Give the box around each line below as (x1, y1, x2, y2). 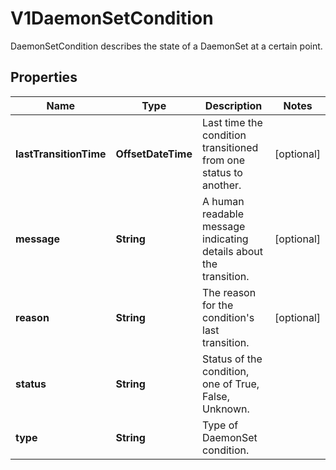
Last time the (202, 115, 263, 129)
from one (202, 153, 245, 167)
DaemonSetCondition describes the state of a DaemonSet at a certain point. (10, 40, 323, 52)
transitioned (202, 140, 259, 154)
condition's (202, 310, 255, 324)
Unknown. (202, 402, 250, 416)
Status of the (202, 352, 263, 366)
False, (202, 389, 230, 403)
